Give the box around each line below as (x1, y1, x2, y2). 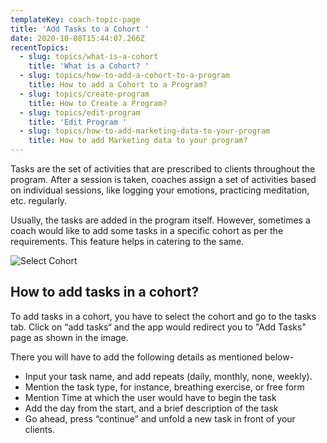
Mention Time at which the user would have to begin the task (24, 391, 277, 403)
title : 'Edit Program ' (28, 117, 128, 127)
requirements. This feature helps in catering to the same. (10, 236, 245, 247)
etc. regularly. (10, 195, 68, 206)
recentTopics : (10, 42, 70, 53)
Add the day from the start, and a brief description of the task (24, 402, 279, 414)
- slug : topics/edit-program (19, 107, 141, 118)
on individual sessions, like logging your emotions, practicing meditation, (10, 184, 310, 196)
